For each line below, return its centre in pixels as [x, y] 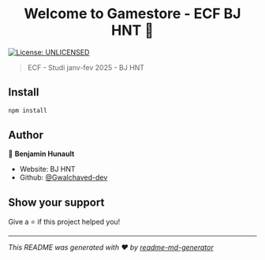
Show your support [56, 202]
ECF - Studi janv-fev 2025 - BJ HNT [86, 67]
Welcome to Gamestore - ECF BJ [132, 14]
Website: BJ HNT [48, 169]
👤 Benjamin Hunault [41, 154]
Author [26, 135]
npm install [28, 110]
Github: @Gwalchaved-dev [63, 177]
